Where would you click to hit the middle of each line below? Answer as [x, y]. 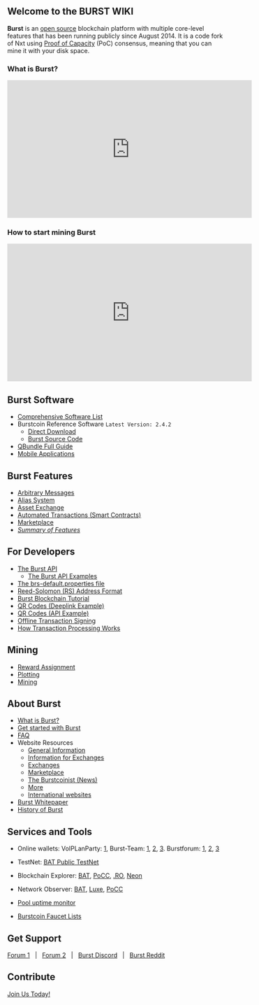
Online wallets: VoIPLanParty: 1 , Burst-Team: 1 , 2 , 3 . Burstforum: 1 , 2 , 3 [118, 848]
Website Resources [45, 743]
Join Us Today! [29, 994]
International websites [60, 795]
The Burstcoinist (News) [62, 780]
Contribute [31, 977]
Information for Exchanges [66, 757]
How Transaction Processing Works [69, 628]
